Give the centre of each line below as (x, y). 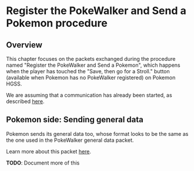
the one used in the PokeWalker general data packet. (70, 140)
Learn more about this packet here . (49, 151)
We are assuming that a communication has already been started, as (89, 95)
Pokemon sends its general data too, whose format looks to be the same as (97, 134)
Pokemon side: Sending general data (75, 120)
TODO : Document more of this (43, 163)
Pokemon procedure (57, 23)
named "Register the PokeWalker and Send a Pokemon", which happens (93, 65)
